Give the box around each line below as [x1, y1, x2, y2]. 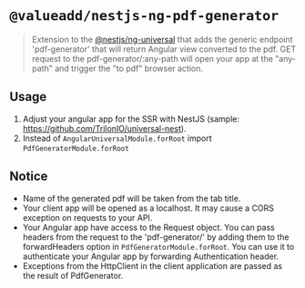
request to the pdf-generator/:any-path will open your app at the [31, 53, 273, 64]
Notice [9, 169, 48, 184]
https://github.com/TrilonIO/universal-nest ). [22, 123, 187, 134]
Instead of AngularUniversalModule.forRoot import [22, 133, 212, 144]
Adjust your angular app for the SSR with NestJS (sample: [22, 113, 239, 124]
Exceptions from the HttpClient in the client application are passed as [22, 260, 283, 271]
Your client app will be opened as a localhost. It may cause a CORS [22, 203, 275, 214]
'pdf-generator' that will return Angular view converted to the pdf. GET [31, 44, 297, 55]
